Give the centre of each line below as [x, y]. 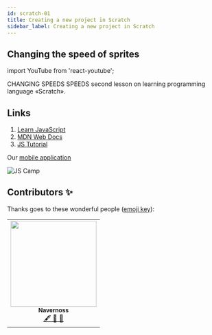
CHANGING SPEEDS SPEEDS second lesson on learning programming [106, 84]
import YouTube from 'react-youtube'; [61, 71]
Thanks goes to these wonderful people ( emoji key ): [81, 209]
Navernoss [54, 310]
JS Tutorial [32, 144]
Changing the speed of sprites [73, 54]
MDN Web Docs [40, 137]
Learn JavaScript [41, 129]
